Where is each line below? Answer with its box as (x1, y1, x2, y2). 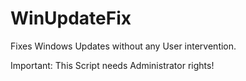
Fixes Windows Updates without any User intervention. (10, 40, 237, 52)
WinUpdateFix (10, 7, 132, 30)
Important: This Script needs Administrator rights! (10, 59, 215, 71)
